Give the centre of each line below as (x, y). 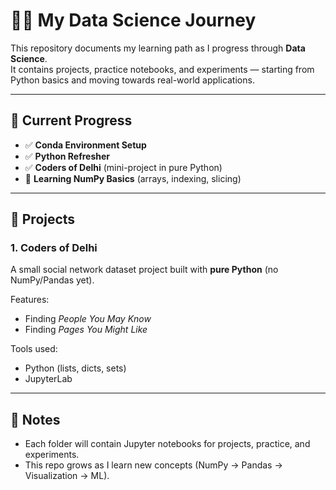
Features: (30, 300)
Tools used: (34, 349)
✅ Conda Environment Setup (85, 145)
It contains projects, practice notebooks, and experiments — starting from (162, 69)
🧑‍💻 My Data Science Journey (133, 20)
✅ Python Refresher (67, 156)
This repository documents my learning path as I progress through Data (158, 48)
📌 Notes (35, 419)
